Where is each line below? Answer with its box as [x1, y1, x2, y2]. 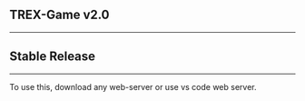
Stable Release [9, 49, 96, 65]
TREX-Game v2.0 [9, 7, 111, 23]
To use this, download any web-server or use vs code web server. [9, 81, 257, 92]
